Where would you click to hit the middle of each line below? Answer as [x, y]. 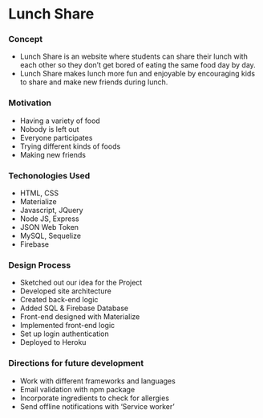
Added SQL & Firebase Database [74, 308]
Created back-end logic [59, 300]
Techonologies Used [49, 175]
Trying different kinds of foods [70, 146]
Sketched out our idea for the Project [81, 283]
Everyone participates [56, 137]
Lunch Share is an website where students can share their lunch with [134, 56]
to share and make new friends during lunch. [94, 82]
